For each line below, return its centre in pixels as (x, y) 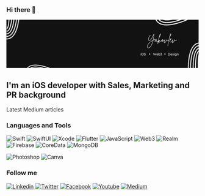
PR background (36, 95)
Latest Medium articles (35, 110)
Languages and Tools (39, 126)
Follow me (22, 173)
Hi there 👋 (21, 10)
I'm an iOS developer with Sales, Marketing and (98, 85)
